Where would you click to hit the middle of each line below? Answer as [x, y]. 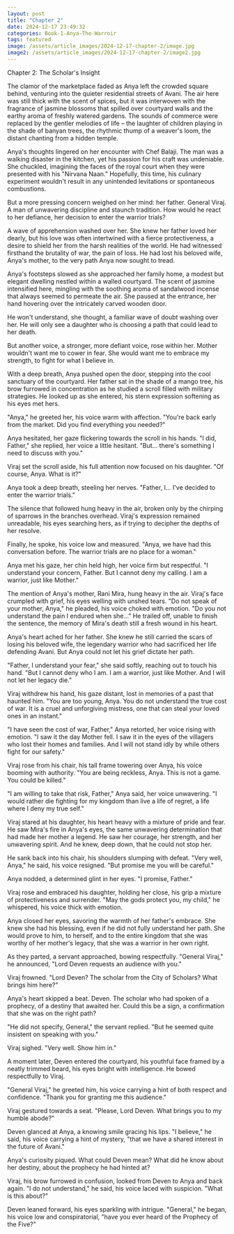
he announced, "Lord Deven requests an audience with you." [95, 964]
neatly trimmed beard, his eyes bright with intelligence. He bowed [102, 1068]
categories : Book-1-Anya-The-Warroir [62, 33]
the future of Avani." [36, 1146]
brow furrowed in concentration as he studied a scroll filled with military [110, 389]
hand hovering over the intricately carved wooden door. [87, 303]
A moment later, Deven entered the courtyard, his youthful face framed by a [116, 1061]
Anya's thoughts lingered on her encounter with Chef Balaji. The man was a [116, 152]
